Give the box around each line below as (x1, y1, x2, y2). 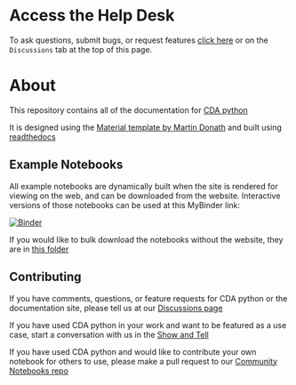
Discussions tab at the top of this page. (9, 44, 153, 54)
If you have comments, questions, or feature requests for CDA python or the (9, 293, 288, 303)
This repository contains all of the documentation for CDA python (9, 104, 249, 116)
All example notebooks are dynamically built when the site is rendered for (9, 180, 278, 191)
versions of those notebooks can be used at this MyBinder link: (9, 199, 241, 210)
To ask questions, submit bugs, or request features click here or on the (9, 35, 269, 45)
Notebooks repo (9, 365, 69, 376)
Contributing (9, 269, 82, 285)
